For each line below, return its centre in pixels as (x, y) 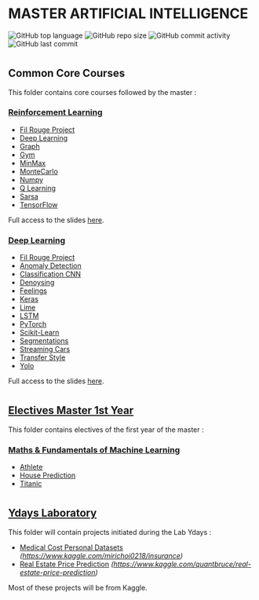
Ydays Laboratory (53, 513)
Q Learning (38, 188)
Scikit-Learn (39, 333)
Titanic (31, 484)
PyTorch (33, 324)
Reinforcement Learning (56, 112)
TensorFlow (38, 204)
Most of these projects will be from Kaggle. (78, 587)
